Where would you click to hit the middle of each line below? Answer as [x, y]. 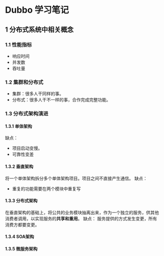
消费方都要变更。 [22, 224]
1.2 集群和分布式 [24, 82]
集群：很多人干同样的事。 [38, 94]
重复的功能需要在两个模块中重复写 [46, 189]
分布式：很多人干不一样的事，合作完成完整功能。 [61, 100]
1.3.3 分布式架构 [21, 201]
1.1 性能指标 [19, 44]
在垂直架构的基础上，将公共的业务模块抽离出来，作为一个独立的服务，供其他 [82, 212]
